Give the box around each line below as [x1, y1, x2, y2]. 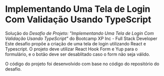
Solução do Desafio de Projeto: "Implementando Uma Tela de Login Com [5, 30, 154, 36]
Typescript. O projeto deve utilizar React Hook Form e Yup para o [5, 46, 138, 52]
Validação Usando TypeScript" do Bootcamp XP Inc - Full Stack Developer [5, 36, 158, 41]
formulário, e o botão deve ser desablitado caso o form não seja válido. [5, 51, 151, 57]
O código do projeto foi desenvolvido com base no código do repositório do [5, 61, 160, 67]
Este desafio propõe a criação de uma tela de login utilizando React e [5, 40, 146, 46]
